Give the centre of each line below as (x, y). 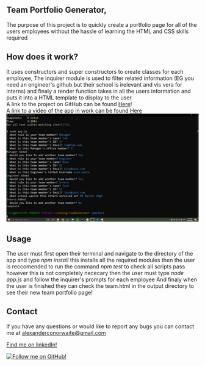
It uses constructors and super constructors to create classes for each (95, 71)
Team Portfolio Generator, (56, 10)
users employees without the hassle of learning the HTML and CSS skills (98, 31)
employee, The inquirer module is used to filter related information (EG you (100, 78)
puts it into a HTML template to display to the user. (70, 98)
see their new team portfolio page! (49, 292)
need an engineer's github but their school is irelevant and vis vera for (94, 84)
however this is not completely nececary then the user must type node (95, 273)
